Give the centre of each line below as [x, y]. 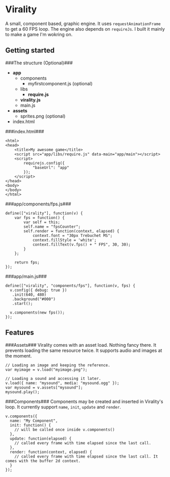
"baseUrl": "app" [51, 168]
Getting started [30, 50]
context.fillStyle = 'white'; [64, 240]
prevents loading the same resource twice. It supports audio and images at [84, 350]
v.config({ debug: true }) [38, 290]
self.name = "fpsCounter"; [52, 226]
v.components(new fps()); [37, 313]
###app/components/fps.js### [38, 204]
